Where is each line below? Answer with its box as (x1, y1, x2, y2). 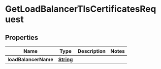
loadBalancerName (7, 56, 54, 63)
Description (77, 48, 106, 54)
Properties (5, 33, 38, 42)
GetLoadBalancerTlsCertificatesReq (5, 3, 157, 15)
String (58, 56, 73, 63)
